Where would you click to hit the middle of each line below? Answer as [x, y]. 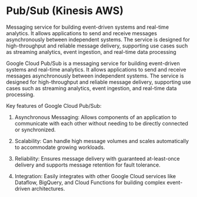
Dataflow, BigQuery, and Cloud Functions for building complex [90, 182]
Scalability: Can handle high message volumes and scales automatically [102, 141]
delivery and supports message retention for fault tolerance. [87, 165]
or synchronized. [35, 130]
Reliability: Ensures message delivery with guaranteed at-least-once [97, 158]
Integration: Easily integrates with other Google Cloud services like [95, 176]
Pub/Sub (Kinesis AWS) [65, 11]
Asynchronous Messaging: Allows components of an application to [96, 117]
